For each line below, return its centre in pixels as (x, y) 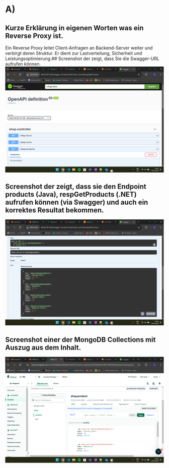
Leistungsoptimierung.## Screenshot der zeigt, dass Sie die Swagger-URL (82, 58)
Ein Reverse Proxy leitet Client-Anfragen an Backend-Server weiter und (79, 48)
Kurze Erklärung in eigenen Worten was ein (74, 28)
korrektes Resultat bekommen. (55, 210)
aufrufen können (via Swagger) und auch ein (77, 202)
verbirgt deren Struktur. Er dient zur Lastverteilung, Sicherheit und (74, 53)
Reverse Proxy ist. (34, 36)
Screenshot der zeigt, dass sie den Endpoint (76, 187)
